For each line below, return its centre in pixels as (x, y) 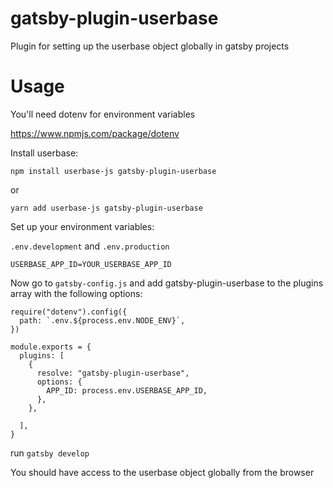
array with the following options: (76, 293)
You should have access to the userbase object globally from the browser (162, 472)
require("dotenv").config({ (69, 312)
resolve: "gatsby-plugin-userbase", (113, 373)
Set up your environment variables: (82, 226)
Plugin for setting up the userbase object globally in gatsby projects (150, 46)
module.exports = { (51, 347)
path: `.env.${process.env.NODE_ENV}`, (102, 320)
